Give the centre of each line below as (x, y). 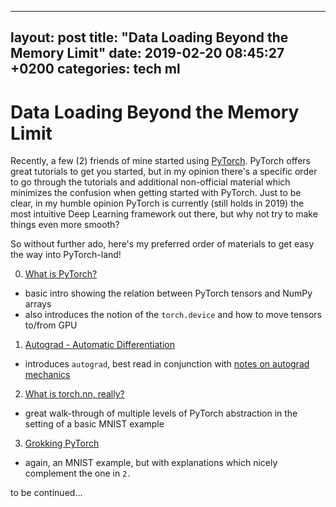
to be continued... (46, 493)
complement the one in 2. (78, 473)
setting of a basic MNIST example (94, 424)
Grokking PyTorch (62, 443)
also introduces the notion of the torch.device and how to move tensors (173, 315)
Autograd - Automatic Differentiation (99, 345)
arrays (38, 304)
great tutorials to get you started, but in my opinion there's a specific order (164, 172)
